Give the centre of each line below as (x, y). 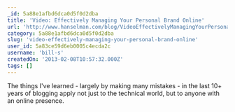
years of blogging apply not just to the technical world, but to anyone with (114, 93)
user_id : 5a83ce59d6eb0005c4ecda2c (59, 46)
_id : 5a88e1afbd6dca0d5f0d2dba (53, 14)
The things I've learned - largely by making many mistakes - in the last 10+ (115, 85)
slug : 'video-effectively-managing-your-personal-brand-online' (103, 40)
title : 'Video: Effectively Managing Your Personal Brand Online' (106, 20)
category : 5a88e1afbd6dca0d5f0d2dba (60, 33)
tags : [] (20, 66)
